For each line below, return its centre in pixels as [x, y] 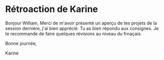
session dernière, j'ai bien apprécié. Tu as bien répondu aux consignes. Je [82, 28]
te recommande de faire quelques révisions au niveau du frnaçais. [73, 33]
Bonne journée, [21, 43]
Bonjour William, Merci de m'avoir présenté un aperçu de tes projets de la [81, 23]
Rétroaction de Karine [52, 9]
